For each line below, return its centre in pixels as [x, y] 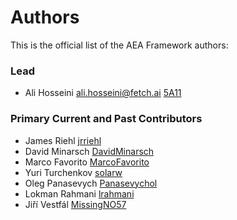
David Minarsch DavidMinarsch [89, 151]
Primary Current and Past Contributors [106, 119]
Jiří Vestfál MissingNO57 [75, 204]
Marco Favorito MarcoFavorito [87, 162]
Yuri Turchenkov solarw [73, 172]
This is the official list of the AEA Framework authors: [119, 45]
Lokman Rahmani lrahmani [79, 193]
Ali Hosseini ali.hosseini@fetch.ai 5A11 [103, 93]
